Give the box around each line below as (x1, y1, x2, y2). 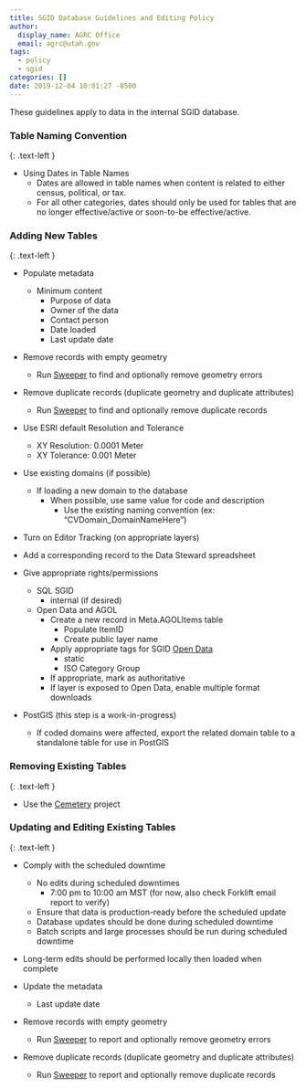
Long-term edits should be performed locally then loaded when (22, 953, 262, 964)
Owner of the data (49, 305, 119, 316)
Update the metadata (22, 980, 103, 991)
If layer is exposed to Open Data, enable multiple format (49, 682, 260, 693)
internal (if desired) (49, 595, 122, 606)
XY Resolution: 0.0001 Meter (36, 440, 144, 451)
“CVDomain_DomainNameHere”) (63, 514, 187, 525)
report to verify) (49, 896, 111, 907)
